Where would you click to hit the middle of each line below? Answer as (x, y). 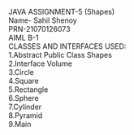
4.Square (24, 81)
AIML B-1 (24, 37)
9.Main (20, 124)
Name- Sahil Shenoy (43, 20)
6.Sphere (24, 98)
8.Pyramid (26, 115)
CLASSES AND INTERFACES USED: (67, 46)
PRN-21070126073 (39, 29)
